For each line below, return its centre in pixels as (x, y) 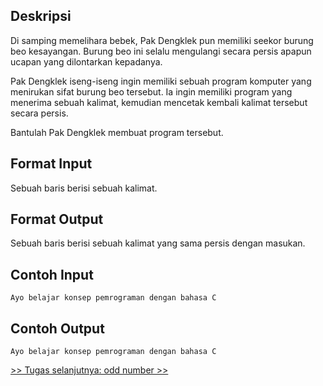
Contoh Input (52, 274)
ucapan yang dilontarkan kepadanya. (86, 61)
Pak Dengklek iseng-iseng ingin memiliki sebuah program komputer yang (161, 81)
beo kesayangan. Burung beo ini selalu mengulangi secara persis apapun (161, 51)
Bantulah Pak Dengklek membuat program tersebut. (117, 132)
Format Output (57, 219)
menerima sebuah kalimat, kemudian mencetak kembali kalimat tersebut (159, 102)
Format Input (51, 164)
